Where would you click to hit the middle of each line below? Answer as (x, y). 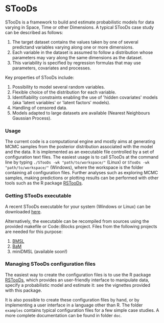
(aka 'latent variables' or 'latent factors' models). (61, 102)
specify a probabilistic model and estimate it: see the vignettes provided (78, 285)
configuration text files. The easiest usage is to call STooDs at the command (82, 157)
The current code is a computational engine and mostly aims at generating (80, 141)
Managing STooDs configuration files (50, 264)
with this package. (24, 290)
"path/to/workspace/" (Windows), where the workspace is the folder (74, 167)
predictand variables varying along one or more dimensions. (73, 47)
